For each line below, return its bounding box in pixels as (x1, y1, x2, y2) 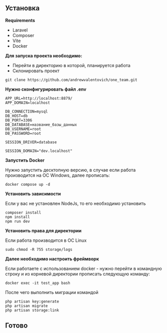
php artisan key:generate (5, 299, 59, 304)
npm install (5, 214, 30, 219)
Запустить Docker (5, 157, 45, 163)
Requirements (5, 17, 35, 23)
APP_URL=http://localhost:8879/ (5, 96, 72, 101)
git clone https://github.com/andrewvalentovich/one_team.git (5, 77, 137, 82)
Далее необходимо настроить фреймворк (5, 255, 99, 262)
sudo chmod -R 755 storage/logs (5, 247, 72, 252)
